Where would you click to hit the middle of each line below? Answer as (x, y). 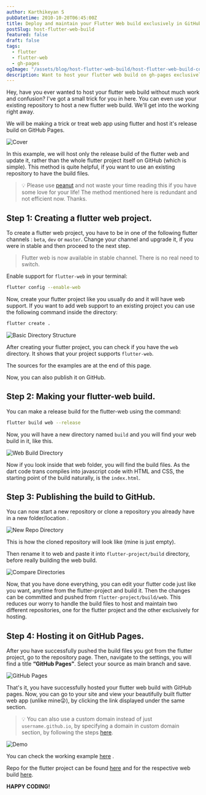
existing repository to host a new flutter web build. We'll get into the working (103, 106)
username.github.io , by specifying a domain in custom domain (100, 726)
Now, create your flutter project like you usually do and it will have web (96, 299)
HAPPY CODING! (28, 786)
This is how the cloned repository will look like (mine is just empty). (91, 542)
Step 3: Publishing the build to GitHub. (81, 497)
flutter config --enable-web (44, 288)
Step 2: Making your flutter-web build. (81, 397)
